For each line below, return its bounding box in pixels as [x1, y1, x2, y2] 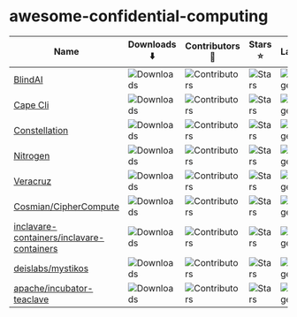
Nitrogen [13, 149, 50, 162]
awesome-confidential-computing [9, 6, 269, 26]
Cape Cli [13, 99, 49, 111]
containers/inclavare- [13, 231, 104, 244]
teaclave [13, 293, 49, 306]
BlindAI [13, 73, 43, 86]
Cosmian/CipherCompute [13, 200, 119, 213]
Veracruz [13, 175, 52, 187]
